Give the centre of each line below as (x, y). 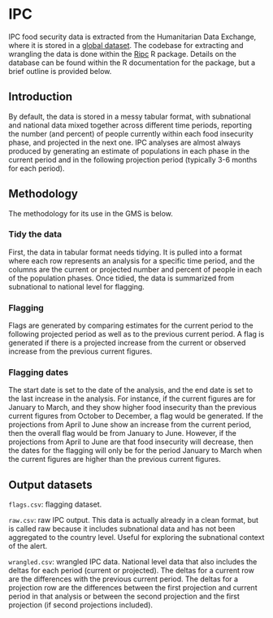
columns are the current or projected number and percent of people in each (135, 269)
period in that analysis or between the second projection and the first (124, 596)
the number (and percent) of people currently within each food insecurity (131, 133)
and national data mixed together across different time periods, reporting (130, 125)
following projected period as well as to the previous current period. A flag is (136, 334)
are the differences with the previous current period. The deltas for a (123, 579)
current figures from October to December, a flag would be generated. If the (136, 416)
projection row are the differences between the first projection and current (133, 588)
